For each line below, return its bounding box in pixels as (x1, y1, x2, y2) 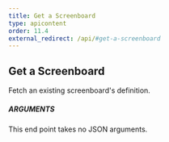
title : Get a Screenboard (8, 11, 95, 20)
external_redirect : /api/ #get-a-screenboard (8, 34, 161, 43)
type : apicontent (8, 19, 67, 27)
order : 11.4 (8, 27, 49, 35)
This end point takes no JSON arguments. (8, 124, 148, 134)
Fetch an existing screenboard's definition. (8, 86, 151, 95)
